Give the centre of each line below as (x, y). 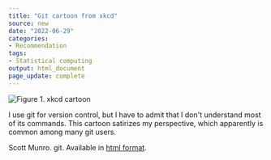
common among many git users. (62, 132)
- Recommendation (38, 46)
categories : (28, 38)
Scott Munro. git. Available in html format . (78, 147)
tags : (17, 53)
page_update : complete (47, 76)
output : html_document (47, 69)
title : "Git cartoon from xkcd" (63, 16)
